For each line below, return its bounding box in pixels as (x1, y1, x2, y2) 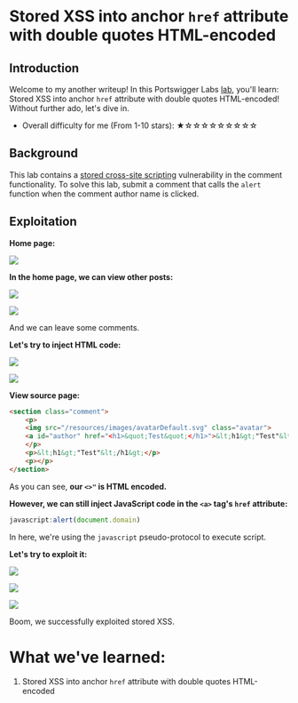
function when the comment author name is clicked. (9, 188, 200, 199)
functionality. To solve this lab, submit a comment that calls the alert (9, 179, 262, 189)
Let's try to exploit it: (9, 548, 88, 559)
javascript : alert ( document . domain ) (9, 515, 141, 524)
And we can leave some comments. (9, 322, 140, 332)
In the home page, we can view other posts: (9, 271, 174, 282)
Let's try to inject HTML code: (9, 340, 122, 350)
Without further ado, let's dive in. (9, 103, 130, 113)
